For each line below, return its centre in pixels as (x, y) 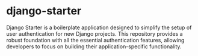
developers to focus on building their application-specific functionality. (94, 46)
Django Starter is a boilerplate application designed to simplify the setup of (99, 27)
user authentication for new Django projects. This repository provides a (94, 33)
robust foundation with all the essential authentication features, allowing (95, 40)
